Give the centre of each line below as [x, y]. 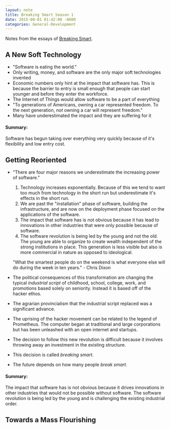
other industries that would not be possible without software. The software [83, 393]
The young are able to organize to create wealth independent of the [91, 242]
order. [11, 404]
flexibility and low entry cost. [36, 144]
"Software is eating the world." [45, 67]
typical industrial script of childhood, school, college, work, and [79, 283]
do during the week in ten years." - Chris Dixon [61, 268]
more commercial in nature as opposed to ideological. [76, 252]
